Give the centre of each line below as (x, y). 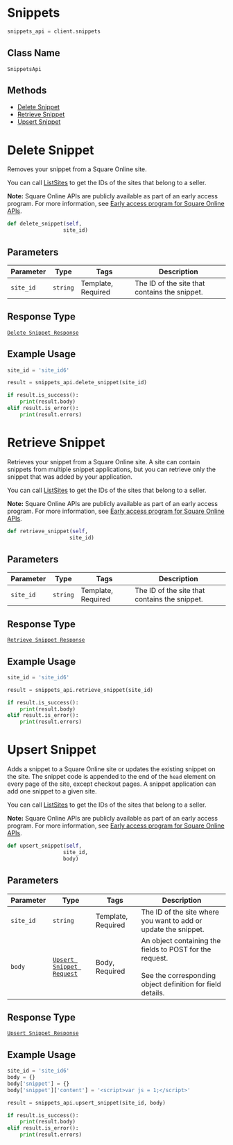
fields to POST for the (176, 949)
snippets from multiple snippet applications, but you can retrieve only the (112, 469)
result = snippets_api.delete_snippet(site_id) (77, 383)
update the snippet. (173, 929)
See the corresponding (179, 975)
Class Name (34, 53)
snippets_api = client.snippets (54, 31)
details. (153, 993)
